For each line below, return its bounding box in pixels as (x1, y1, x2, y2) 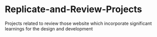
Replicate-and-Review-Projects (5, 4, 143, 15)
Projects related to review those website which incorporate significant (5, 20, 152, 26)
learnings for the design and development (5, 25, 93, 31)
